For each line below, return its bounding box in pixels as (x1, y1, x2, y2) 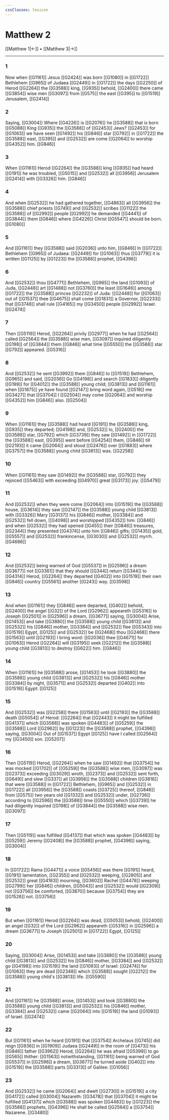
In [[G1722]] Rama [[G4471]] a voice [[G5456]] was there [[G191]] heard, (5, 867, 155, 873)
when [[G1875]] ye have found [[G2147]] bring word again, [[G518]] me (5, 386, 152, 392)
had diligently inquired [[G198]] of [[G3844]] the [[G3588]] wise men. (5, 803, 149, 809)
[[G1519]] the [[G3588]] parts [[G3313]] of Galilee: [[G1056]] (5, 1064, 130, 1070)
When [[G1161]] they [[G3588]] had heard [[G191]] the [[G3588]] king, (5, 421, 149, 427)
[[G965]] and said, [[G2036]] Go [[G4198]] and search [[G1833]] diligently (5, 376, 158, 382)
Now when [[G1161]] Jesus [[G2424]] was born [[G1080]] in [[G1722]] (5, 74, 149, 80)
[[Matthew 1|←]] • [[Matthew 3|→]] (5, 46, 78, 52)
